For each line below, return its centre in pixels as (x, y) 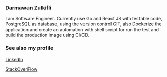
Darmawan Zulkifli (29, 8)
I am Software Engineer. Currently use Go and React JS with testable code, (84, 19)
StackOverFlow (21, 69)
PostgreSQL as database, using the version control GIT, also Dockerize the (83, 24)
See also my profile (30, 48)
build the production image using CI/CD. (47, 35)
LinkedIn (14, 59)
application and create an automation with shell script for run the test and (82, 30)
